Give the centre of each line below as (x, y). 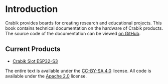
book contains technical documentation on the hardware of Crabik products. (84, 28)
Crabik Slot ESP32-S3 (35, 61)
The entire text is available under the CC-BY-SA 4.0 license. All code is (78, 71)
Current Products (33, 49)
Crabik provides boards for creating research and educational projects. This (83, 23)
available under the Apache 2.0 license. (46, 76)
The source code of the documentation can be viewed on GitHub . (73, 33)
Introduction (32, 9)
